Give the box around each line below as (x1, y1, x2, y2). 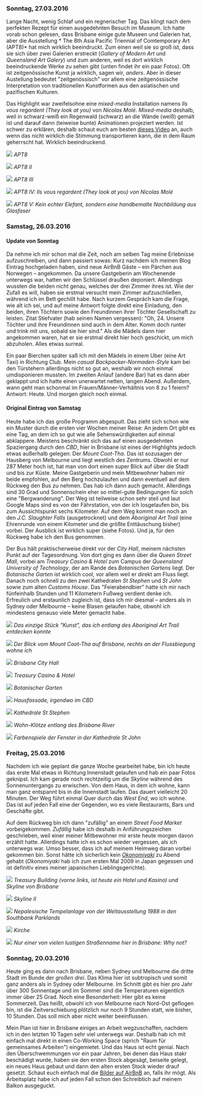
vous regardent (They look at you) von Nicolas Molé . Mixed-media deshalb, (6, 107, 195, 114)
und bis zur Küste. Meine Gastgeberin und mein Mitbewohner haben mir (6, 469, 185, 476)
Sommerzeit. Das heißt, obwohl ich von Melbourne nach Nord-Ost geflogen (6, 1000, 194, 1007)
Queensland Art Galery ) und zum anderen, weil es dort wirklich (6, 56, 163, 64)
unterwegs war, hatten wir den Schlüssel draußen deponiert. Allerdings (6, 276, 183, 284)
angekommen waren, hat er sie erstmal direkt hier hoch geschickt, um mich (6, 334, 194, 341)
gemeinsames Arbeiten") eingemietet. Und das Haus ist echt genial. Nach (6, 1044, 189, 1051)
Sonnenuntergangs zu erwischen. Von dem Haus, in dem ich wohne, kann (6, 781, 190, 789)
